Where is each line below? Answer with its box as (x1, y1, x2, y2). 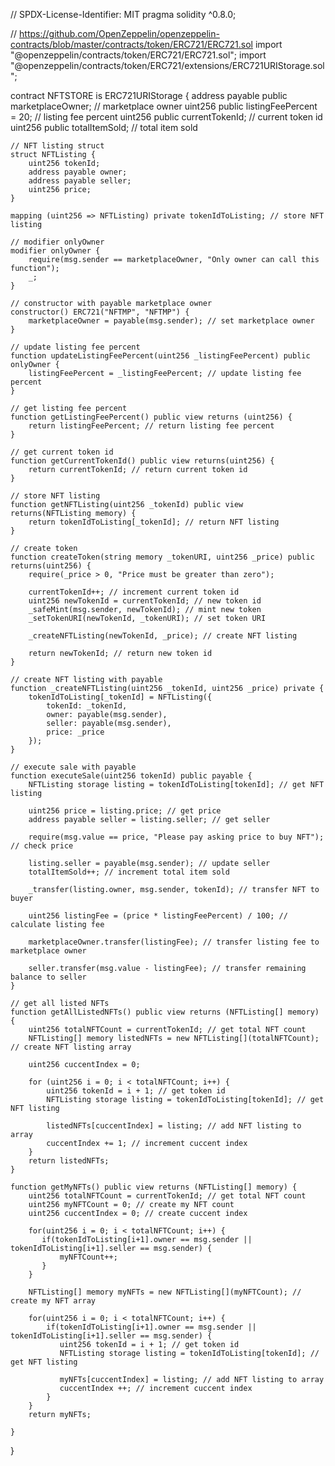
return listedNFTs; (28, 1156, 110, 1166)
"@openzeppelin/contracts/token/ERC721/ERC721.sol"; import (10, 49, 267, 61)
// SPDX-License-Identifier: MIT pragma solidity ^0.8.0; (10, 9, 237, 20)
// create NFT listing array (10, 1042, 132, 1052)
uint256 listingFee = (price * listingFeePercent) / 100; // (28, 911, 288, 921)
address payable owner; (28, 167, 128, 177)
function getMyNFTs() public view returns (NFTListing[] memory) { (10, 1182, 298, 1192)
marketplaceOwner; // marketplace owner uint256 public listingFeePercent (10, 100, 318, 112)
